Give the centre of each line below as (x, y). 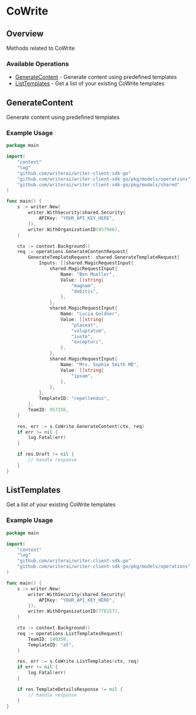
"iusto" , (82, 336)
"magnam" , (83, 286)
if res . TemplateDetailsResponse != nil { (70, 689)
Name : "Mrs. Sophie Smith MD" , (100, 364)
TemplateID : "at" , (51, 645)
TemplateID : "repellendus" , (74, 399)
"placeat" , (85, 325)
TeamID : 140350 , (48, 639)
